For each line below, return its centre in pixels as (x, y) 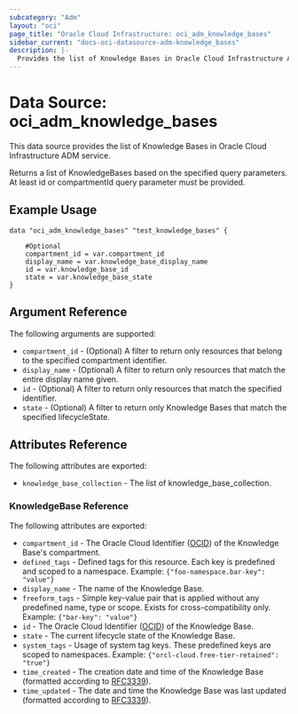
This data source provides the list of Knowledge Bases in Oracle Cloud (138, 146)
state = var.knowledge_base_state (89, 277)
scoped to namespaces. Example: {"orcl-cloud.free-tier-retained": (150, 654)
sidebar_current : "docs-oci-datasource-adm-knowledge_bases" (125, 42)
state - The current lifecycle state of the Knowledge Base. (129, 635)
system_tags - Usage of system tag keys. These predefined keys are (147, 645)
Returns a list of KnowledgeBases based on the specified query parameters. (149, 172)
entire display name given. (70, 379)
